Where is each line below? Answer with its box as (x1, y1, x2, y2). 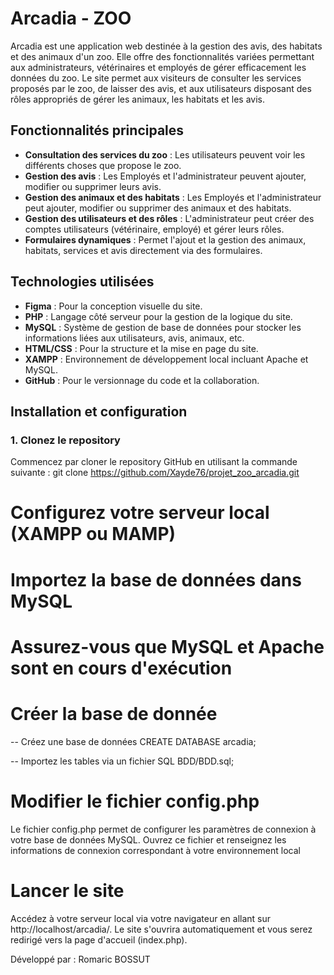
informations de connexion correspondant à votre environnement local (10, 844, 301, 856)
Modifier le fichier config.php (10, 790, 260, 812)
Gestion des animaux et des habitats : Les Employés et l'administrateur (24, 191, 322, 203)
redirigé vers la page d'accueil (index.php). (10, 933, 188, 946)
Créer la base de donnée (10, 703, 218, 725)
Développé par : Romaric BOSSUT (10, 953, 151, 965)
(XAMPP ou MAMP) (10, 523, 177, 546)
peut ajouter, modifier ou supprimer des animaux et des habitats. (24, 202, 292, 214)
